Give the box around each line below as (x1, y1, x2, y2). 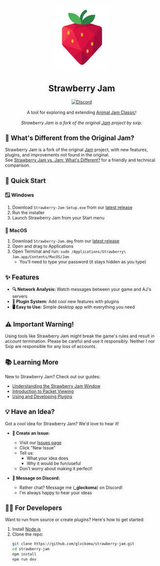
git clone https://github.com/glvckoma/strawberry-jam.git (12, 542, 135, 546)
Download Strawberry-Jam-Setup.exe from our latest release (12, 204, 133, 211)
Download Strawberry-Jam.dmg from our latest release (12, 238, 120, 244)
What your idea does (26, 455, 69, 461)
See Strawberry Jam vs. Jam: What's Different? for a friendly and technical (5, 157, 156, 163)
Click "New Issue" (19, 445, 56, 451)
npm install (12, 552, 36, 557)
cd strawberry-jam (12, 546, 50, 552)
